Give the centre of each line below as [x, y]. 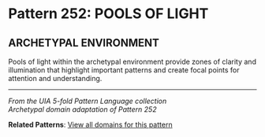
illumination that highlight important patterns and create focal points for [124, 70]
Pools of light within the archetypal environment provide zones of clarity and [132, 61]
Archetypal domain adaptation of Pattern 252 [82, 109]
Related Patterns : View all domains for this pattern [90, 124]
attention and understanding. [55, 78]
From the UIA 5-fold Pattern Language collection [88, 101]
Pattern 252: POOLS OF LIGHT [108, 14]
